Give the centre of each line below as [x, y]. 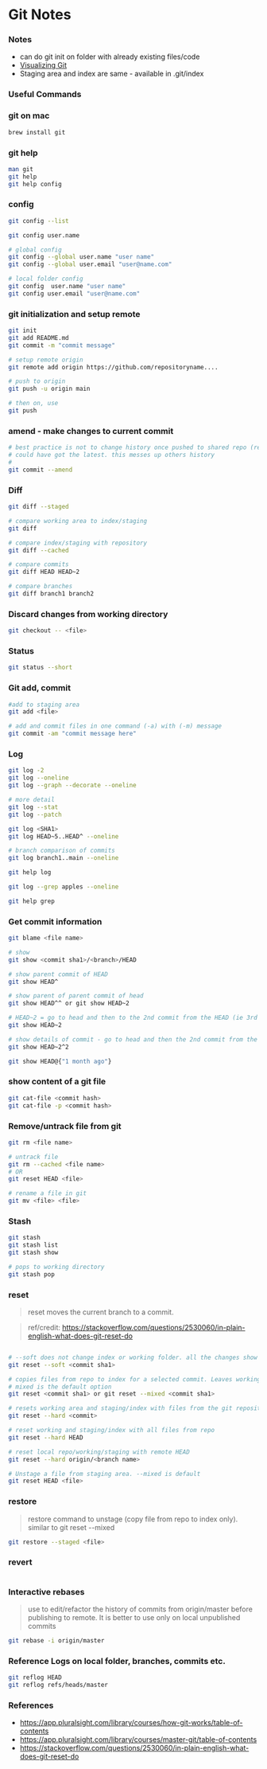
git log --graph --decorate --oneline [72, 786]
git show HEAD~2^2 [39, 1047]
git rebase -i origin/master [56, 1641]
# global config [35, 250]
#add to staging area [44, 705]
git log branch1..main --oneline [64, 858]
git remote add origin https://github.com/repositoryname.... [113, 367]
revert [20, 1562]
